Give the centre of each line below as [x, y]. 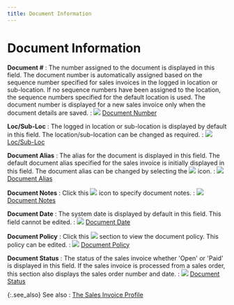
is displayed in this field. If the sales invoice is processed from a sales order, [116, 265]
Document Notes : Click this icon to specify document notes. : [101, 193]
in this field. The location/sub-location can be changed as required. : [106, 134]
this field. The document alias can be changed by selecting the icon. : [111, 171]
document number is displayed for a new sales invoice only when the [107, 104]
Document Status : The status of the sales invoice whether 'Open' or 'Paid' [115, 258]
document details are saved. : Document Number [82, 113]
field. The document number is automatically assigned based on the [105, 75]
